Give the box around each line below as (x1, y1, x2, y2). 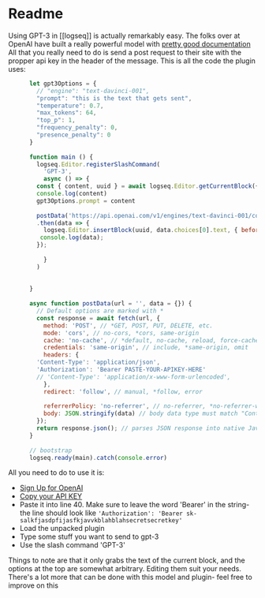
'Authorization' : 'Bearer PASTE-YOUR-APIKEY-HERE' (36, 366, 207, 374)
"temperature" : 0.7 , (36, 102, 104, 110)
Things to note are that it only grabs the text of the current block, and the (8, 555, 246, 565)
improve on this (8, 581, 59, 590)
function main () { (28, 153, 93, 161)
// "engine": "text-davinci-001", (36, 87, 150, 95)
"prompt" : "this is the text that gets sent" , (36, 94, 192, 103)
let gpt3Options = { (28, 80, 97, 88)
